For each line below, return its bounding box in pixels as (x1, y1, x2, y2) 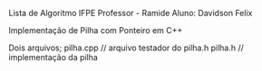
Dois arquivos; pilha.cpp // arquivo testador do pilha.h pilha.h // (8, 42, 244, 53)
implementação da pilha (8, 52, 99, 62)
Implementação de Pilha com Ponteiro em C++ (8, 25, 183, 35)
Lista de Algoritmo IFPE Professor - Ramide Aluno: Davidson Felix (8, 8, 253, 18)
